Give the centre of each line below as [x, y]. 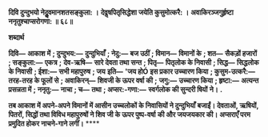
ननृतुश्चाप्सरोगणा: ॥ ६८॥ [41, 21]
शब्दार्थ [16, 37]
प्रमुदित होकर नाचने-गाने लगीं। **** [54, 123]
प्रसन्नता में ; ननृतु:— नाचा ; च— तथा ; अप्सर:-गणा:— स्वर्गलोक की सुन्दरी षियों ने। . [115, 89]
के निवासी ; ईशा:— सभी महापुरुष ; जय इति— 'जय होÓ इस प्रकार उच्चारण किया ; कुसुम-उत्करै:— [132, 71]
